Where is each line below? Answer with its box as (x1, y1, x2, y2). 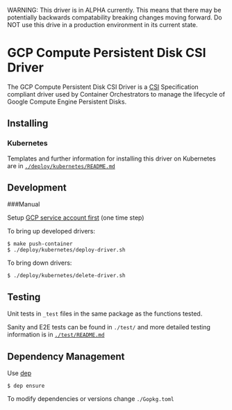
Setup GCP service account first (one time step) (7, 213, 144, 222)
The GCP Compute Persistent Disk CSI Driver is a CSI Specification (7, 83, 199, 91)
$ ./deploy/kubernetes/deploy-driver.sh (7, 247, 126, 254)
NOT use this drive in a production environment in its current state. (7, 21, 198, 28)
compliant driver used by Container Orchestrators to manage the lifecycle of (7, 90, 226, 98)
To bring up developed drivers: (7, 227, 96, 236)
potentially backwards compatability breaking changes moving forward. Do (7, 13, 222, 22)
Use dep (7, 369, 32, 377)
